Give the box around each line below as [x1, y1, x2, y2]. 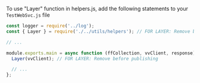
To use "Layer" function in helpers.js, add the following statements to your [6, 5, 189, 12]
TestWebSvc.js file [6, 11, 51, 19]
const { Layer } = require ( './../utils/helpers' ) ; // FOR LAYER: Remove [6, 28, 190, 35]
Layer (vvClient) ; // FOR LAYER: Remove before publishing [11, 56, 159, 62]
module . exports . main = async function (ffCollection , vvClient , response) [6, 50, 196, 56]
